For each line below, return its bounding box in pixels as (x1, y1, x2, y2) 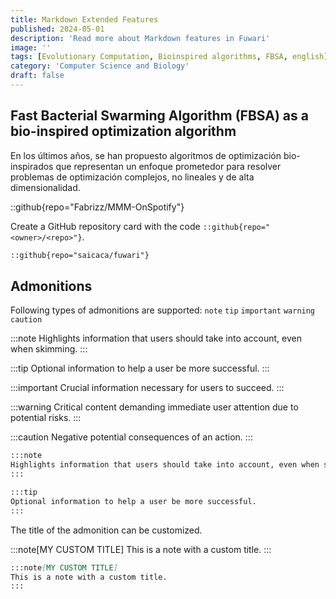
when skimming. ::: (10, 343, 88, 355)
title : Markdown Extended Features (10, 14, 159, 25)
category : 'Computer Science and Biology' (10, 61, 190, 71)
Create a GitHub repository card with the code (10, 220, 201, 232)
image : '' (10, 42, 52, 53)
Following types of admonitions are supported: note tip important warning (10, 304, 316, 316)
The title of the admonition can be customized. (10, 524, 203, 536)
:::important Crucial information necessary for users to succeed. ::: (10, 382, 285, 394)
